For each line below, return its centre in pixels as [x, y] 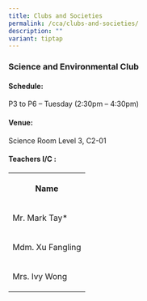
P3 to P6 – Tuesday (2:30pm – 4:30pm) [74, 104]
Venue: [21, 122]
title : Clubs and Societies [56, 16]
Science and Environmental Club [74, 67]
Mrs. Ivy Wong [40, 276]
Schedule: [26, 86]
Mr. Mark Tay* [40, 218]
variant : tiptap [36, 38]
